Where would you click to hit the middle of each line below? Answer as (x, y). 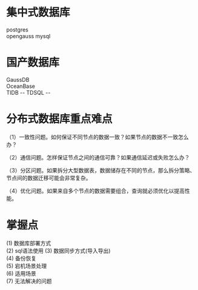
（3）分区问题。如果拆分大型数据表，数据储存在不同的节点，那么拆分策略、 (101, 170)
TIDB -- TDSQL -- (28, 92)
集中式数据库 (38, 12)
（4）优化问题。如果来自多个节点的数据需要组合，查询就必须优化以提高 (96, 191)
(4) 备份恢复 (21, 258)
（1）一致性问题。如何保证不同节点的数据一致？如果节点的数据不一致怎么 (97, 137)
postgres (17, 29)
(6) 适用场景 (21, 273)
